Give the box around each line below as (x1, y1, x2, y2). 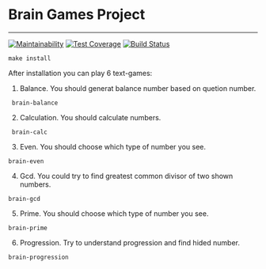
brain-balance (11, 99, 59, 107)
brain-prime (8, 224, 47, 232)
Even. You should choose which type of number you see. (19, 142, 207, 151)
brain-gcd (8, 195, 41, 203)
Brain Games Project (8, 6, 146, 24)
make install (8, 54, 51, 63)
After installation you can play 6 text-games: (8, 68, 153, 78)
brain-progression (8, 253, 69, 261)
